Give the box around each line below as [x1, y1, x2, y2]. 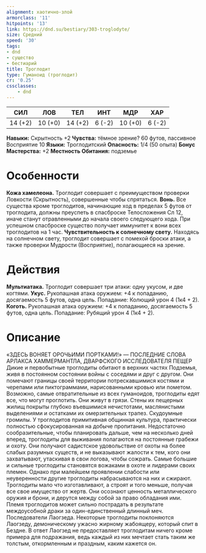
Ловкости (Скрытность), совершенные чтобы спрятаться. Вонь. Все [6, 196, 186, 203]
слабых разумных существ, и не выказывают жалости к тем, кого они [6, 448, 191, 456]
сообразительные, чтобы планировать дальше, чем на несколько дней [6, 429, 193, 436]
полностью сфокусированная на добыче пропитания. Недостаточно [6, 422, 186, 430]
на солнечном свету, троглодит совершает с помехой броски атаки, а [6, 234, 191, 242]
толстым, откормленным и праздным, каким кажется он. [6, 540, 157, 547]
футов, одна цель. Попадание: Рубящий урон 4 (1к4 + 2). [6, 309, 154, 316]
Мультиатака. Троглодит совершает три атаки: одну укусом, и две [6, 283, 183, 290]
